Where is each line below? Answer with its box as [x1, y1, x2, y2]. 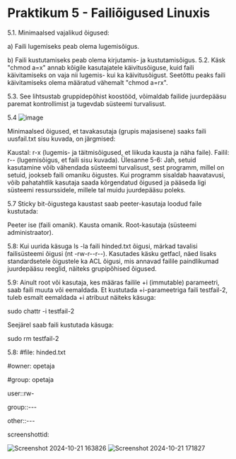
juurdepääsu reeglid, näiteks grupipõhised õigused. [7, 264, 157, 273]
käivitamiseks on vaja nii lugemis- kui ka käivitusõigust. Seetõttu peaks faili [7, 71, 226, 79]
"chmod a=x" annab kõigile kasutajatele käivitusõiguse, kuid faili [7, 63, 194, 71]
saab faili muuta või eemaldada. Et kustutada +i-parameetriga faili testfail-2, [7, 285, 228, 294]
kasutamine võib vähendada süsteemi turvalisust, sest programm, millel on [7, 163, 225, 171]
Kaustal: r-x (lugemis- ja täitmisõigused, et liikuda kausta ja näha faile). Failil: [7, 148, 230, 156]
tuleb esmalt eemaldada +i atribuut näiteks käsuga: [7, 293, 156, 301]
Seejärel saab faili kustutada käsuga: [7, 320, 114, 329]
